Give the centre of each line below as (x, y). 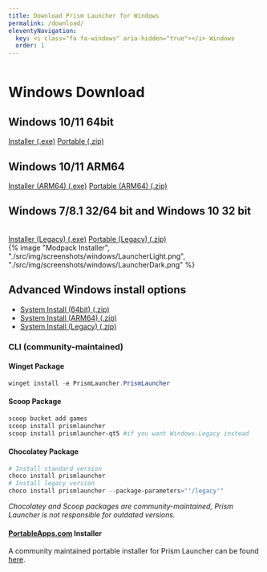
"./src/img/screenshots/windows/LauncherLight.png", (97, 256)
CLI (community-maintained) (66, 347)
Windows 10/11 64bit (61, 122)
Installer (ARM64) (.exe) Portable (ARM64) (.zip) (88, 186)
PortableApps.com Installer (55, 533)
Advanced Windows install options (97, 290)
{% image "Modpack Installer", (59, 247)
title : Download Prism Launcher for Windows (84, 16)
